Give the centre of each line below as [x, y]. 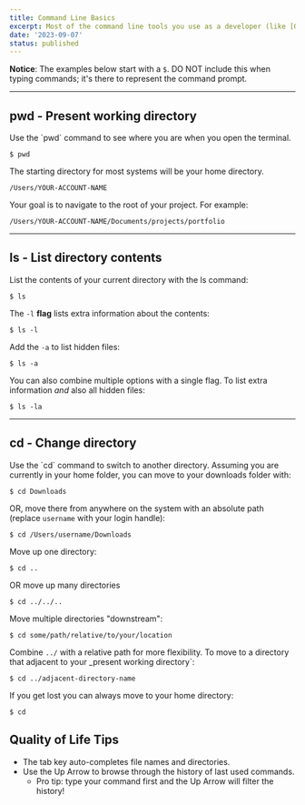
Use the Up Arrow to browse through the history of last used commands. [158, 771]
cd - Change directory [73, 443]
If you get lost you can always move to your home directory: [122, 695]
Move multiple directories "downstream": [86, 619]
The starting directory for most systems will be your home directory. [137, 171]
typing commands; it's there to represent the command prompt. [128, 79]
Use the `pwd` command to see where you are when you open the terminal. [151, 138]
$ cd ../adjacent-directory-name [73, 679]
